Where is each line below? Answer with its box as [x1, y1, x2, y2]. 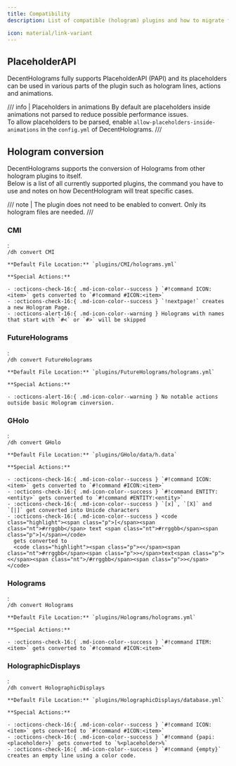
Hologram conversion [7, 146, 104, 158]
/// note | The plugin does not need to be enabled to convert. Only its [7, 200, 206, 208]
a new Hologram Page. [7, 304, 71, 312]
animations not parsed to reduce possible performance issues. [7, 110, 189, 119]
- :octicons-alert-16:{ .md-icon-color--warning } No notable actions [7, 393, 218, 400]
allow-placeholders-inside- [133, 119, 216, 127]
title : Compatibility [7, 10, 71, 18]
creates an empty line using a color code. [7, 752, 137, 760]
